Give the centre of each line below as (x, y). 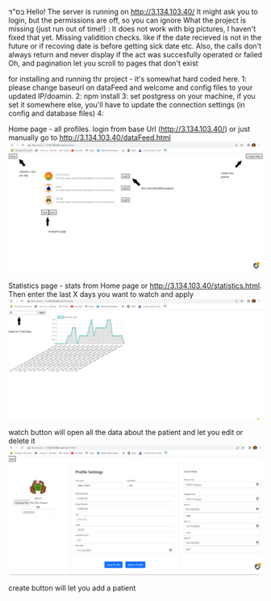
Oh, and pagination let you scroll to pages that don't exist (104, 63)
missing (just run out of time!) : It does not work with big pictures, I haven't (132, 29)
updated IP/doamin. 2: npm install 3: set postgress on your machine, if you (132, 96)
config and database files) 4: (56, 113)
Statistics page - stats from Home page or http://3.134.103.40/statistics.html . (135, 286)
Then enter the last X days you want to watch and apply (101, 294)
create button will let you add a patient (72, 588)
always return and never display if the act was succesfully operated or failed (135, 55)
